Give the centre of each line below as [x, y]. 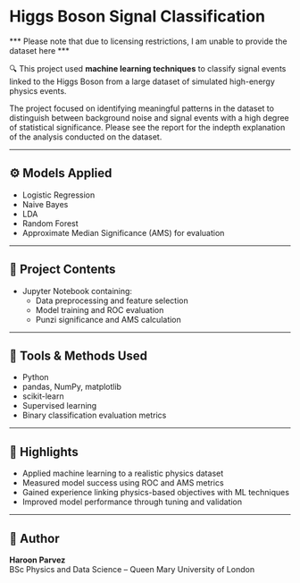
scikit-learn [43, 396]
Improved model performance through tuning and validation [132, 502]
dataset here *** [39, 50]
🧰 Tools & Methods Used [79, 355]
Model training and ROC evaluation [100, 309]
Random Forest [50, 223]
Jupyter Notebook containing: [77, 291]
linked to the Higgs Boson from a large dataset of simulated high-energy [142, 81]
